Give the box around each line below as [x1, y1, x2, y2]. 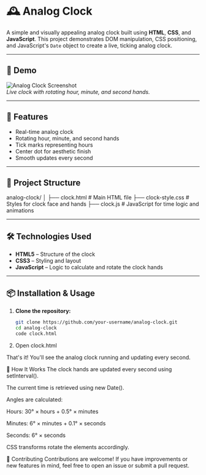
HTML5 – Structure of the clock [15, 250, 96, 258]
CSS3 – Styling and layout [15, 257, 82, 265]
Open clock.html [15, 341, 57, 349]
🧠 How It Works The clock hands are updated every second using [6, 365, 172, 373]
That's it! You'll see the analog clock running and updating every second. [6, 353, 191, 361]
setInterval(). [6, 372, 39, 379]
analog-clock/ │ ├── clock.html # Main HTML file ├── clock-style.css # [6, 194, 189, 201]
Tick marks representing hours [15, 141, 93, 149]
